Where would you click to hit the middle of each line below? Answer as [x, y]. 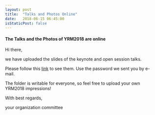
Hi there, [14, 50]
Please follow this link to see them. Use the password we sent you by [75, 69]
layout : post [18, 10]
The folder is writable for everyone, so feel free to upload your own [73, 83]
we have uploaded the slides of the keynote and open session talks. [73, 59]
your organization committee [34, 108]
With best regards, [24, 98]
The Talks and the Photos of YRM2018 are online [55, 39]
